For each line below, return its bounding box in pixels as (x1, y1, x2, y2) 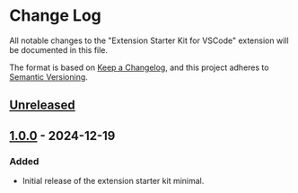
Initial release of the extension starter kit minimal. (22, 176, 205, 187)
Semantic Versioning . (9, 71, 88, 82)
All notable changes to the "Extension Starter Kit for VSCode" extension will (9, 35, 289, 46)
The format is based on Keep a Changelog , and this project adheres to (9, 62, 269, 73)
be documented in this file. (9, 44, 109, 55)
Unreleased (9, 98, 76, 113)
